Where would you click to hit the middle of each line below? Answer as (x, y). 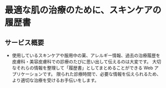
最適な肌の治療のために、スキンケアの (83, 10)
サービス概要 (24, 43)
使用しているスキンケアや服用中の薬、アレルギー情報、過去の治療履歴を (86, 55)
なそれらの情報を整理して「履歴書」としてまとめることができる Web (82, 68)
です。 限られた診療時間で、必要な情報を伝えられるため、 (102, 74)
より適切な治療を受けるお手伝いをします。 (55, 80)
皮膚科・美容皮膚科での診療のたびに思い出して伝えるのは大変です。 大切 (86, 62)
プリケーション (27, 74)
